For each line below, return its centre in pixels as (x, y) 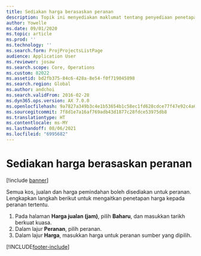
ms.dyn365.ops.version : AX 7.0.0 (48, 100)
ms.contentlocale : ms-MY (37, 123)
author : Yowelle (26, 23)
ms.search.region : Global (38, 84)
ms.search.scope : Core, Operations (51, 67)
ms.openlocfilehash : (32, 106)
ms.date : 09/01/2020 (32, 28)
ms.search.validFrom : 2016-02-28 (48, 95)
